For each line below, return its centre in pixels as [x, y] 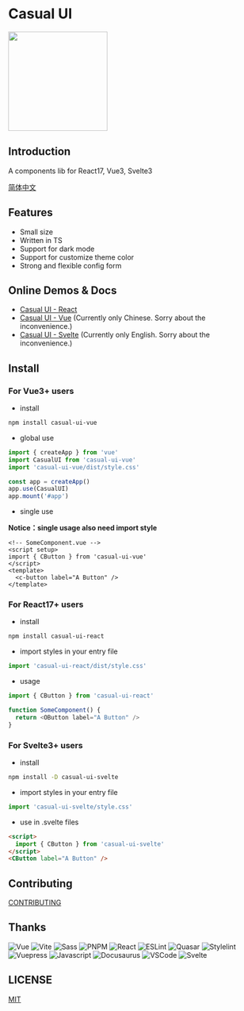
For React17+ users [46, 604]
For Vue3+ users [41, 391]
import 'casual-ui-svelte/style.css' [71, 807]
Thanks [27, 927]
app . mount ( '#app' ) [38, 496]
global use [36, 438]
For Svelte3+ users [46, 745]
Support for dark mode [57, 249]
